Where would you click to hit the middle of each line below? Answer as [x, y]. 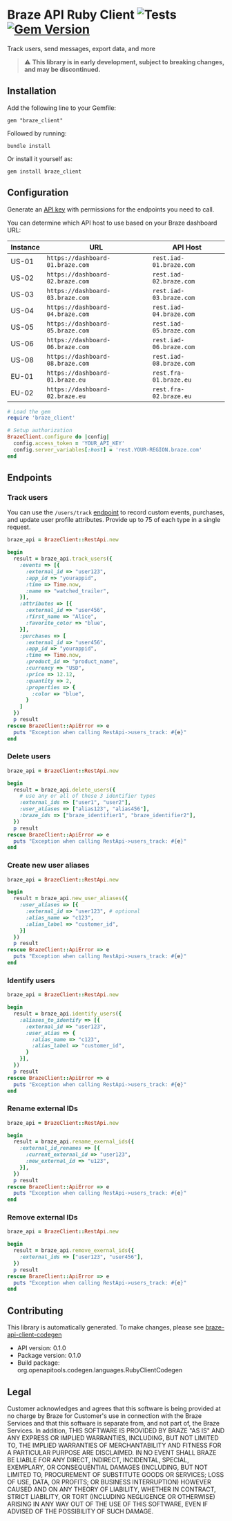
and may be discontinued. [62, 69]
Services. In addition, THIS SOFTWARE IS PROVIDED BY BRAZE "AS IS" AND [116, 1430]
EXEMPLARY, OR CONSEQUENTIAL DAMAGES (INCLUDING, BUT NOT [108, 1467]
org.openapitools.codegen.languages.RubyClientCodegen [100, 1370]
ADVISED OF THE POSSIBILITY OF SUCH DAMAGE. [80, 1511]
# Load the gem [29, 411]
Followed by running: [37, 133]
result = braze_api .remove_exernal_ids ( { [74, 1251]
